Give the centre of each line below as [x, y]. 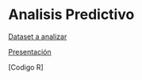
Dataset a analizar [38, 36]
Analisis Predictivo [71, 15]
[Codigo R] [26, 67]
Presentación [30, 51]
